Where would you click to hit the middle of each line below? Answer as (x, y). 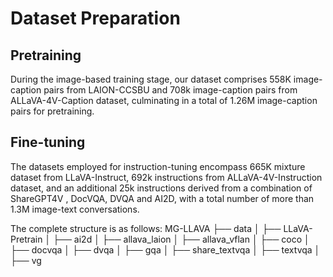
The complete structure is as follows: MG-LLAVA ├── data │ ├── (146, 228)
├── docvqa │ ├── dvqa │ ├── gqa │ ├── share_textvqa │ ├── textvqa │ (165, 249)
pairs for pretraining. (52, 111)
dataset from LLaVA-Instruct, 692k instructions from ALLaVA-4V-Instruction (166, 177)
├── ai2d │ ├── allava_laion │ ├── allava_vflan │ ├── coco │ (181, 239)
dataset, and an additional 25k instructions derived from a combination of (161, 188)
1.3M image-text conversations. (75, 209)
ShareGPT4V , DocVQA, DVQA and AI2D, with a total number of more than (162, 198)
